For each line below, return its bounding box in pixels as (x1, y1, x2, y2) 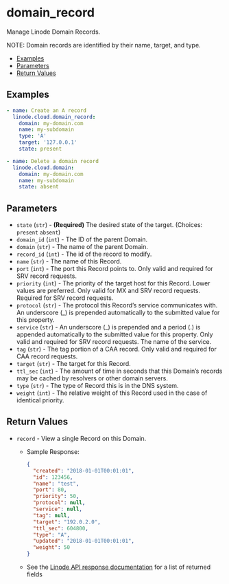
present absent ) (16, 228, 61, 237)
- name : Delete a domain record (6, 158, 99, 164)
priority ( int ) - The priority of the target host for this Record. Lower (16, 279, 210, 288)
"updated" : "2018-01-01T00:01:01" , (32, 538, 135, 545)
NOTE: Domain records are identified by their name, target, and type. (6, 41, 201, 49)
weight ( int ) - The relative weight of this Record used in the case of (16, 389, 208, 397)
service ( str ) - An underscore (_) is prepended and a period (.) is (16, 323, 201, 332)
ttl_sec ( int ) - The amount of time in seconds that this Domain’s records (16, 367, 223, 376)
